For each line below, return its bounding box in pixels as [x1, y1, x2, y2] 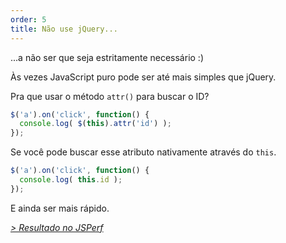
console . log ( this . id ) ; [19, 175, 123, 185]
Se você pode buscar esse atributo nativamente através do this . [10, 146, 277, 158]
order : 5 [10, 14, 47, 25]
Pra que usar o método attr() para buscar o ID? [10, 90, 210, 102]
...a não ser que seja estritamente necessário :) [10, 51, 204, 63]
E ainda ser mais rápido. [10, 202, 110, 214]
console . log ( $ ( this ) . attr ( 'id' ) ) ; [19, 119, 172, 129]
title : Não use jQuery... [10, 24, 118, 34]
